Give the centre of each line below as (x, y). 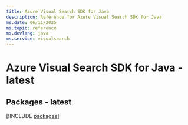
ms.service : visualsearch (38, 39)
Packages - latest (39, 102)
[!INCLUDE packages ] (33, 116)
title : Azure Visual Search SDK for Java (58, 11)
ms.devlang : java (27, 33)
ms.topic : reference (32, 28)
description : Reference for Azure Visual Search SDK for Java (84, 17)
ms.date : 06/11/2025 (32, 22)
